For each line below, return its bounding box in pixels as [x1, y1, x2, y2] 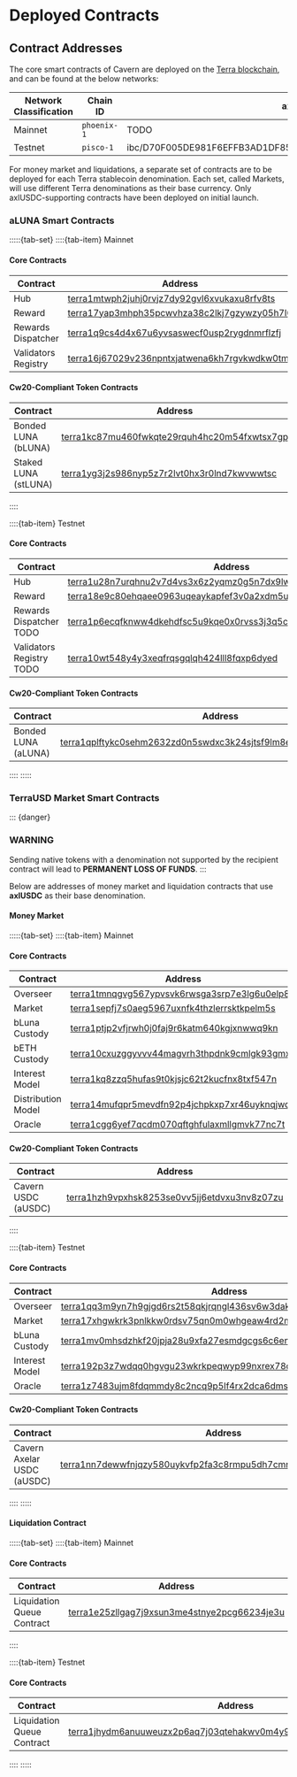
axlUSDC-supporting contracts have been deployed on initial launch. [9, 192, 259, 203]
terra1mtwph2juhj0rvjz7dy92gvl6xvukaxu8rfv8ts [67, 292, 276, 304]
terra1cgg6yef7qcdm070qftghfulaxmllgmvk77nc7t [70, 1119, 286, 1131]
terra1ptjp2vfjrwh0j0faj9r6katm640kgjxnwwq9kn [70, 1022, 278, 1035]
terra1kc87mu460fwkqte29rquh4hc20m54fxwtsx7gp [61, 430, 289, 442]
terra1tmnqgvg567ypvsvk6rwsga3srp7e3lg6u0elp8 [70, 988, 290, 1000]
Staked [13, 456, 43, 468]
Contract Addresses [9, 41, 123, 56]
